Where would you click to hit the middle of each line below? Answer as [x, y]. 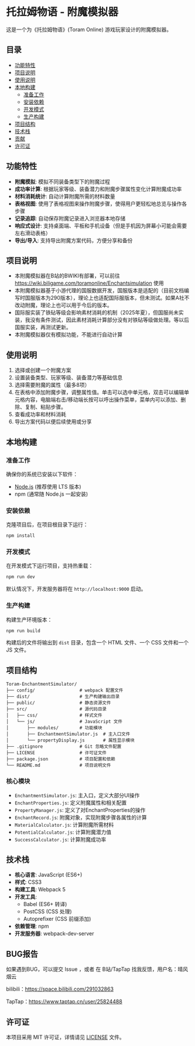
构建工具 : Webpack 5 [40, 890]
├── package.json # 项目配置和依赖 [61, 759]
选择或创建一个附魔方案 [43, 370]
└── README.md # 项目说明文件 [59, 766]
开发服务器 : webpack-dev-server [54, 934]
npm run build [23, 631]
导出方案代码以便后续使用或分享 [53, 422]
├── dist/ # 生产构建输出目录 [63, 697]
